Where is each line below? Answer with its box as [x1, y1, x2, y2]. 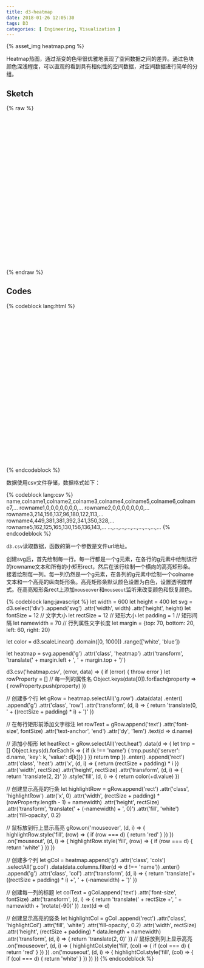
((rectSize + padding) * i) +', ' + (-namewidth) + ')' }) [6, 876, 138, 883]
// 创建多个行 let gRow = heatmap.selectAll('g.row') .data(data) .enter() [6, 695, 183, 702]
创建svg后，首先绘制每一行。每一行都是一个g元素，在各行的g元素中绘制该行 [6, 555, 197, 563]
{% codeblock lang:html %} [6, 302, 76, 309]
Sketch [6, 88, 33, 99]
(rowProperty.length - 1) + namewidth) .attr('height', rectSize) [6, 798, 160, 805]
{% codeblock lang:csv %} [6, 491, 73, 498]
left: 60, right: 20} [6, 626, 50, 633]
